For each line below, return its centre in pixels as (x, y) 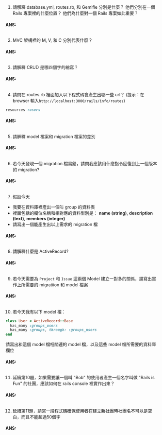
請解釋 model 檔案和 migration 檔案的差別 (54, 136)
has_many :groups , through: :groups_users (53, 330)
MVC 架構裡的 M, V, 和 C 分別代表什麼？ (52, 40)
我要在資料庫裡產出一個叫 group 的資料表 (54, 207)
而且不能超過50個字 (41, 417)
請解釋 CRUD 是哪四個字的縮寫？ (45, 68)
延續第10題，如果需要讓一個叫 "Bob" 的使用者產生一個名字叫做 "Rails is (83, 378)
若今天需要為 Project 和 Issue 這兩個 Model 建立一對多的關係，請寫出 (82, 278)
